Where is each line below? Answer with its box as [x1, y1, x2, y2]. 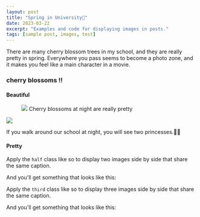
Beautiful [6, 91, 30, 98]
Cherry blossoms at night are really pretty [28, 105, 133, 113]
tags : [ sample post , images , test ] [6, 32, 96, 38]
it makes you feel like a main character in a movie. [6, 61, 131, 68]
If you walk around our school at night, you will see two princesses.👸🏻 [6, 129, 181, 136]
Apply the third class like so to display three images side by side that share [6, 185, 195, 193]
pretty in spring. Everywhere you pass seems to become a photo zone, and [6, 55, 193, 62]
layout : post [6, 8, 39, 15]
